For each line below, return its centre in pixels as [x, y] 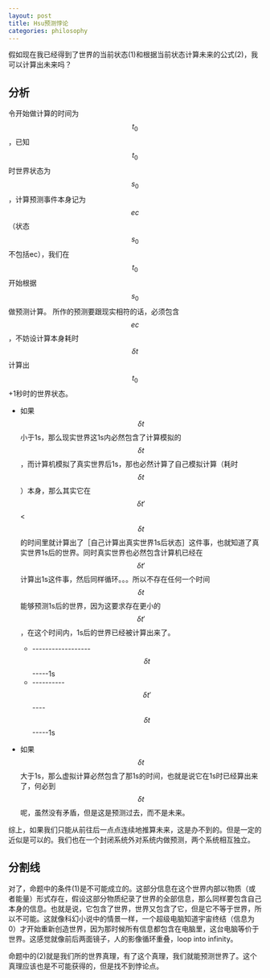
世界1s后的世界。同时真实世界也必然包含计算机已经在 [115, 552]
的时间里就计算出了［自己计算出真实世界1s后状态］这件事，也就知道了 [136, 542]
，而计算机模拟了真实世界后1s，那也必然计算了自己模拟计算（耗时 [129, 464]
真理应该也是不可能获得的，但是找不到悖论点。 [86, 966]
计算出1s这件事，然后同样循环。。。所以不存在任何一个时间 [115, 579]
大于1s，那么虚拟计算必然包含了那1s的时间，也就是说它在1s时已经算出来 [139, 776]
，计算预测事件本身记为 [47, 199]
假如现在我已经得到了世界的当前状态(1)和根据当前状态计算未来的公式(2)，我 [133, 55]
